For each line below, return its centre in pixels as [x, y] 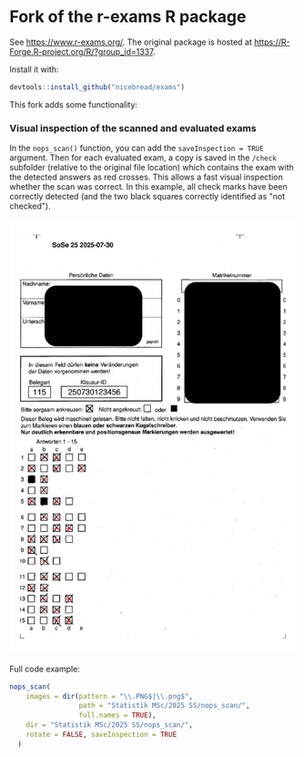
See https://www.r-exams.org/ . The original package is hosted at [131, 42]
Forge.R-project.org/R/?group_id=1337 [81, 51]
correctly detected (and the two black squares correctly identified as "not [147, 197]
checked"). [30, 206]
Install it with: [34, 69]
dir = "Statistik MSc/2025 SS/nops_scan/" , [110, 725]
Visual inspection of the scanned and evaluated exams [133, 128]
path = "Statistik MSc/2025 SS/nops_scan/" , [164, 706]
